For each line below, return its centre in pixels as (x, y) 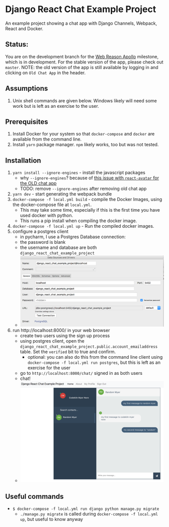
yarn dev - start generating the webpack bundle (62, 194)
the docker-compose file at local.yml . (52, 205)
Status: (17, 45)
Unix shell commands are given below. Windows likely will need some (84, 101)
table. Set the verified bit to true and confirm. (68, 352)
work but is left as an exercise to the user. (56, 106)
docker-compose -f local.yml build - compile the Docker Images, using (87, 200)
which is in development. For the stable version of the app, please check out (84, 62)
